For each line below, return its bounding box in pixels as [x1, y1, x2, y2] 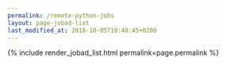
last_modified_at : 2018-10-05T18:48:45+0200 [7, 26, 157, 34]
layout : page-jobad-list [7, 19, 90, 27]
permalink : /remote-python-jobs [7, 11, 114, 20]
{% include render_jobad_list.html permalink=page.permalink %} [7, 48, 220, 58]
